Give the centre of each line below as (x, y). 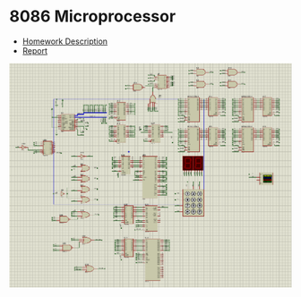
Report (34, 50)
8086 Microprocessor (93, 17)
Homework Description (65, 41)
